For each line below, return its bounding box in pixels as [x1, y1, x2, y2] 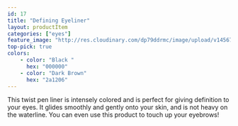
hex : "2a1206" [25, 76, 69, 84]
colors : [7, 50, 30, 57]
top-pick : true [7, 43, 52, 50]
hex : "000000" [25, 63, 69, 70]
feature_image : [7, 37, 52, 44]
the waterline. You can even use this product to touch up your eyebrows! [7, 110, 220, 119]
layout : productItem [7, 23, 69, 30]
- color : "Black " [20, 57, 74, 64]
